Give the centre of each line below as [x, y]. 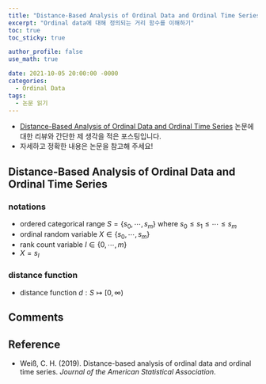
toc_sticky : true [37, 38]
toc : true [25, 30]
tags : [17, 96]
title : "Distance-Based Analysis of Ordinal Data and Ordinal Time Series [134, 15]
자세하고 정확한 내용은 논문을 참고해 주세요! [86, 146]
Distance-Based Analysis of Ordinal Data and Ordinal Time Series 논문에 [137, 127]
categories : [28, 81]
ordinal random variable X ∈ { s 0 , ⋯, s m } [85, 235]
